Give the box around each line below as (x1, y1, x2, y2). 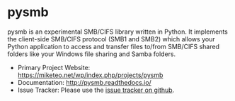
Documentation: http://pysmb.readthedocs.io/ (17, 78, 152, 86)
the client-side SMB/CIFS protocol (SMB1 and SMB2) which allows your (7, 34, 215, 43)
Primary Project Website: (17, 63, 91, 72)
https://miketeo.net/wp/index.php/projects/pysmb (17, 71, 164, 79)
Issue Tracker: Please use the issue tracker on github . (17, 86, 175, 94)
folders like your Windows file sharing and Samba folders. (7, 50, 176, 58)
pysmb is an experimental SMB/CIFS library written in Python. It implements (7, 27, 229, 36)
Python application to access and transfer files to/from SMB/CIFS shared (7, 42, 219, 50)
